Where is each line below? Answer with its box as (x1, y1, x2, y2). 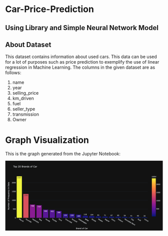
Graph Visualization (5, 134, 89, 146)
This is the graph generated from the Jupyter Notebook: (5, 151, 121, 157)
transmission (12, 111, 39, 117)
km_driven (12, 95, 34, 101)
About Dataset (5, 40, 51, 49)
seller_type (12, 106, 35, 112)
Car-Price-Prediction (5, 4, 94, 15)
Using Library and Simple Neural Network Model (5, 24, 159, 32)
